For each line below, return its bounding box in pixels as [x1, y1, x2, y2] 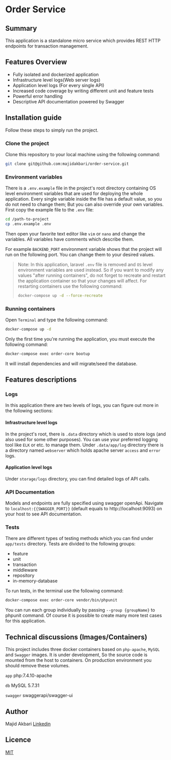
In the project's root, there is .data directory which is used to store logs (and [5, 431, 166, 437]
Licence [5, 735, 32, 744]
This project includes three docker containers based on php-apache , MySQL [5, 646, 160, 653]
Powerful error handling [12, 93, 63, 99]
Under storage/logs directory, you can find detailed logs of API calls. [5, 475, 151, 482]
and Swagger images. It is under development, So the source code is [5, 652, 148, 658]
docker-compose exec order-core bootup [5, 351, 90, 356]
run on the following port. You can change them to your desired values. [5, 251, 155, 257]
